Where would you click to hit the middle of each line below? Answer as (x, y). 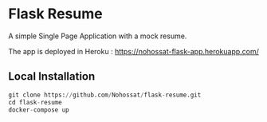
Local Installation (52, 77)
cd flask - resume (35, 102)
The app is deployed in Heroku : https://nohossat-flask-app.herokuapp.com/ (133, 51)
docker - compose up (39, 110)
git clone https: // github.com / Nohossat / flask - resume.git (105, 95)
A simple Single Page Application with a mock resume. (98, 36)
